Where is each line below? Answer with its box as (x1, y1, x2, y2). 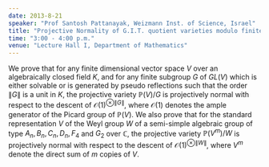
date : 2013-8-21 (8, 11, 62, 20)
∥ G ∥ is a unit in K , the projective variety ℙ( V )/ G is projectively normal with (8, 90, 250, 100)
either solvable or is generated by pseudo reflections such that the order (8, 81, 248, 91)
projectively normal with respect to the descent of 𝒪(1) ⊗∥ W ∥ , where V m (8, 139, 243, 149)
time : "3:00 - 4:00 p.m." (8, 34, 94, 43)
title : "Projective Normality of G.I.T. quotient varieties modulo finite (8, 26, 263, 35)
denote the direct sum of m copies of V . (8, 149, 140, 159)
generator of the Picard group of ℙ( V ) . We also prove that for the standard (8, 109, 252, 119)
